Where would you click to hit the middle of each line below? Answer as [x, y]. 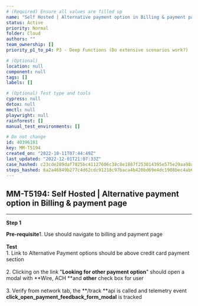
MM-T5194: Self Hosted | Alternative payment [93, 193]
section [15, 259]
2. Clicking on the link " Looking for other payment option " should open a [95, 272]
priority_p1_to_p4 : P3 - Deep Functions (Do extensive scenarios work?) [97, 50]
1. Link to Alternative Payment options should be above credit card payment [98, 253]
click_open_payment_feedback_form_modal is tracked [74, 297]
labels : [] [19, 83]
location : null [25, 66]
